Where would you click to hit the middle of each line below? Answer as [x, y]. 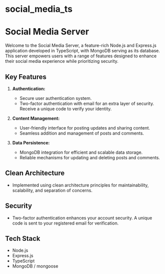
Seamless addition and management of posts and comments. [82, 133]
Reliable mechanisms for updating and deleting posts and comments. [90, 157]
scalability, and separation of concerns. [52, 190]
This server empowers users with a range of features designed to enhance [81, 56]
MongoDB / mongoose [35, 266]
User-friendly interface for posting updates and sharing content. [85, 128]
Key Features [26, 77]
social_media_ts [39, 9]
